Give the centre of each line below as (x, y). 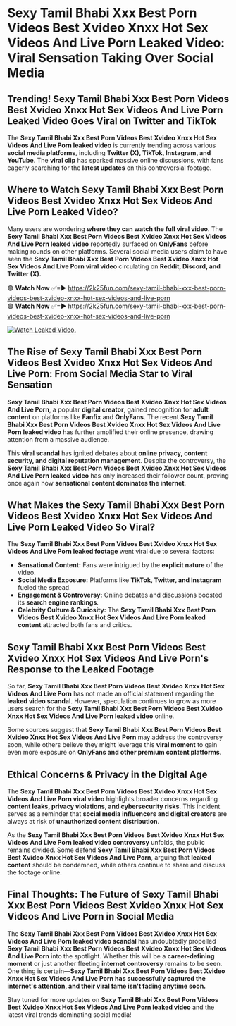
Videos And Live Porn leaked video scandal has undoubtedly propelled (112, 941)
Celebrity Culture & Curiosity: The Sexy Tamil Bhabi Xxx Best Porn (117, 610)
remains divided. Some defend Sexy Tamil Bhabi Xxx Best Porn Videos (111, 850)
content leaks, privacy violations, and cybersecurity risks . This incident (114, 806)
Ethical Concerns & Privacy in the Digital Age (107, 774)
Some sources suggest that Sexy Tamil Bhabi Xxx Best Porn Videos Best (114, 730)
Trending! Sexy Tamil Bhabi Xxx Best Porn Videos (118, 99)
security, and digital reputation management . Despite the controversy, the (117, 460)
